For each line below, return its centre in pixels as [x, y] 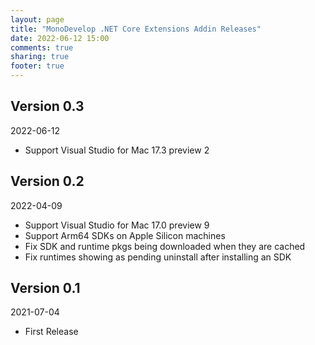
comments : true [42, 47]
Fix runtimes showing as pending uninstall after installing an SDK [158, 257]
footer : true [37, 66]
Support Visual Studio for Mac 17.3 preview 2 [117, 150]
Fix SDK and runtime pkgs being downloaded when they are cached [165, 246]
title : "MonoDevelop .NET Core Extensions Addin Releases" [136, 29]
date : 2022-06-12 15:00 [60, 38]
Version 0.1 [45, 288]
